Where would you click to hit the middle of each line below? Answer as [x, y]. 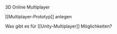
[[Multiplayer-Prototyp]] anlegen [38, 17]
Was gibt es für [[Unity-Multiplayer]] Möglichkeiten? [59, 26]
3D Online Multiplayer [27, 7]
